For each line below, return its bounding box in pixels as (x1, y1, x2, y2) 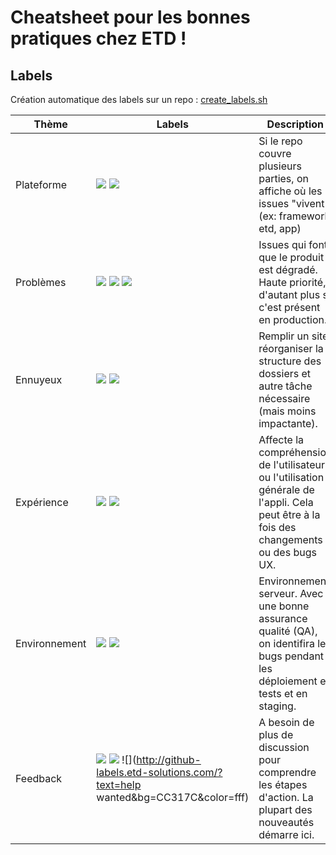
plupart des (258, 803, 313, 816)
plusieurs (258, 159, 302, 173)
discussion (258, 741, 310, 754)
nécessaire (258, 392, 311, 405)
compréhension (258, 446, 333, 459)
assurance (258, 612, 308, 625)
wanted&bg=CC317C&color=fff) (96, 791, 250, 804)
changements (258, 533, 323, 546)
